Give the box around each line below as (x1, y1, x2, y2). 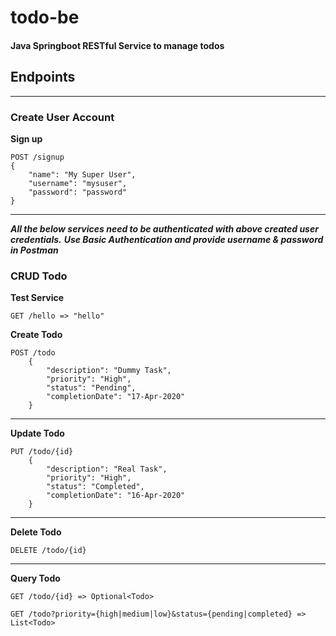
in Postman (10, 244, 59, 256)
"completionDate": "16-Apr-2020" (46, 491, 186, 501)
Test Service (10, 292, 65, 304)
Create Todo (10, 329, 63, 341)
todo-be (10, 6, 80, 29)
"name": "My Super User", (28, 169, 137, 180)
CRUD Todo (10, 269, 68, 283)
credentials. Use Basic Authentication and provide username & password (10, 233, 324, 245)
